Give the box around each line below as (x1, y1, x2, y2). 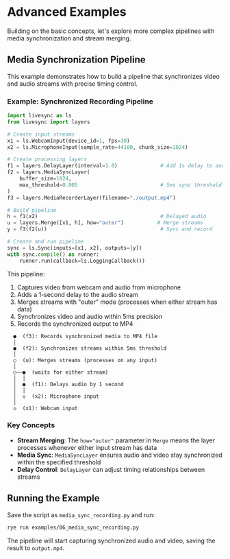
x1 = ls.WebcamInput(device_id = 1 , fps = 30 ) (7, 137, 130, 144)
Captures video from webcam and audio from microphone (16, 283, 181, 292)
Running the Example (7, 492, 101, 504)
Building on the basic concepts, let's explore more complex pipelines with (7, 27, 215, 35)
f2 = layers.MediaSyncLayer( (7, 169, 90, 176)
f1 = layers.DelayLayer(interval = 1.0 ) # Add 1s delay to (7, 163, 213, 169)
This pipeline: (7, 270, 45, 278)
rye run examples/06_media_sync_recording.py (7, 524, 139, 531)
